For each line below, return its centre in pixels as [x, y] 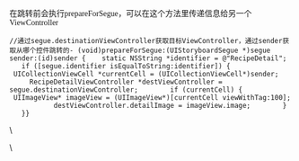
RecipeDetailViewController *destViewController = [126, 82]
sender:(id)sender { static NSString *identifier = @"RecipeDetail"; [148, 58]
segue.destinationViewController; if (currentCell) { [126, 90]
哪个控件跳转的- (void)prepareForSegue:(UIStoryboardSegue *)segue [146, 50]
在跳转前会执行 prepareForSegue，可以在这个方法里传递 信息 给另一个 [131, 13]
